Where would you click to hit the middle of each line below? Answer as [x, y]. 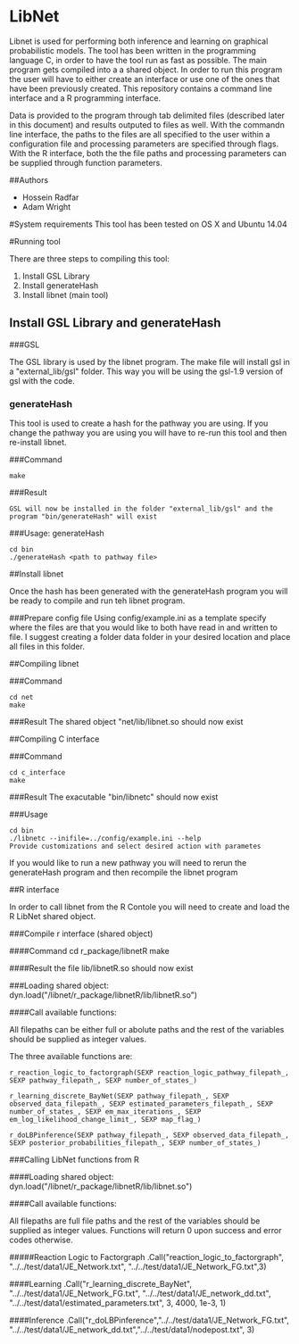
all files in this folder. [47, 647]
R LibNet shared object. [53, 917]
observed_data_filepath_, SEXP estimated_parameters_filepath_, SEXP [141, 1104]
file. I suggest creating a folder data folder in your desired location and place [150, 637]
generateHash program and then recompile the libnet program [124, 873]
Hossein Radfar [50, 197]
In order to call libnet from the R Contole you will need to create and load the [149, 907]
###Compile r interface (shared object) [81, 933]
